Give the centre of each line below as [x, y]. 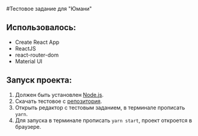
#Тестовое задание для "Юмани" [49, 9]
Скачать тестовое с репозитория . [59, 101]
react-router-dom [37, 55]
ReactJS [25, 48]
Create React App [37, 42]
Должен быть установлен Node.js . [59, 94]
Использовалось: [41, 27]
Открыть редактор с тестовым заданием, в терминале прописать [100, 107]
